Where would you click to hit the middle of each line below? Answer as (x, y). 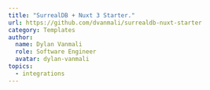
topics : (21, 67)
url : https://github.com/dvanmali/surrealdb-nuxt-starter (105, 23)
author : (21, 37)
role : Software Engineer (56, 52)
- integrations (40, 74)
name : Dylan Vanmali (49, 45)
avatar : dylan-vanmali (52, 59)
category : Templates (42, 30)
